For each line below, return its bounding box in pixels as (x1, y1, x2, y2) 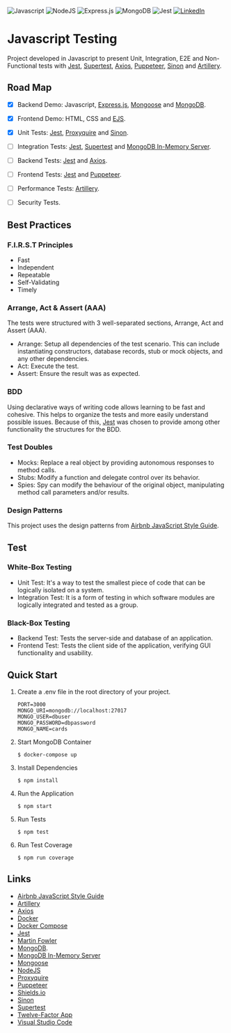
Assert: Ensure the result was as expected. (17, 369, 141, 378)
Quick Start (7, 669, 58, 681)
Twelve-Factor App (17, 1010, 73, 1019)
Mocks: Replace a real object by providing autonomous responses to (17, 458, 214, 467)
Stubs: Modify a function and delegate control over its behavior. (17, 473, 200, 481)
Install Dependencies (17, 763, 78, 772)
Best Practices (7, 219, 72, 230)
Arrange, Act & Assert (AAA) (7, 302, 106, 312)
